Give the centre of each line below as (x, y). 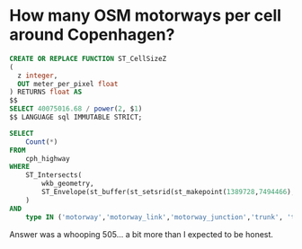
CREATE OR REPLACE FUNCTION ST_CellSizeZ (88, 58)
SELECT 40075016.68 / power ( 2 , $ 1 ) (76, 109)
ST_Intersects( (54, 175)
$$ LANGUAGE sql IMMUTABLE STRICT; (76, 118)
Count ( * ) (42, 142)
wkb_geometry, (68, 184)
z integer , (38, 76)
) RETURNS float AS (46, 92)
